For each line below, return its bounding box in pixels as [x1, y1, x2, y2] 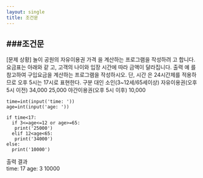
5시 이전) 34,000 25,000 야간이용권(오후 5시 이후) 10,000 [6, 87, 146, 94]
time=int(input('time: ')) [6, 99, 75, 105]
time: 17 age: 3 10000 [6, 165, 60, 173]
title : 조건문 [6, 15, 38, 21]
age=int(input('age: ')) [6, 104, 69, 110]
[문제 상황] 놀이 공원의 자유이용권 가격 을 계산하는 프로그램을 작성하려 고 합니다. [6, 56, 196, 63]
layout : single [6, 9, 45, 15]
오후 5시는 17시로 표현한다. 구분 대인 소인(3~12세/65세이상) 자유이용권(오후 [17, 79, 198, 86]
